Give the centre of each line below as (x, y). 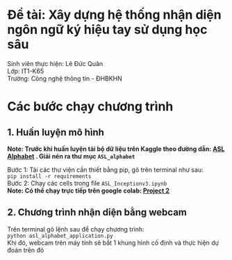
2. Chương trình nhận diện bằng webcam (97, 212)
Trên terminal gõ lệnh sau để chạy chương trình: (76, 229)
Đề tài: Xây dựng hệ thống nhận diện (114, 15)
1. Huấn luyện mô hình (56, 132)
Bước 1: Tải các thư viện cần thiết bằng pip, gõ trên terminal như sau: (105, 170)
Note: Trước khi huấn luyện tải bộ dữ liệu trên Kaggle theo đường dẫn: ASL (116, 149)
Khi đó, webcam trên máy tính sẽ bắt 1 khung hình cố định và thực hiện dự (113, 243)
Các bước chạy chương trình (90, 107)
